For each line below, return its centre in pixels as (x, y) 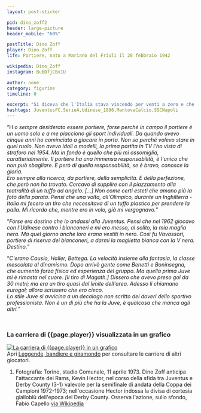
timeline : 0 (22, 94)
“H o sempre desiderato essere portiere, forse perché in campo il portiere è (100, 127)
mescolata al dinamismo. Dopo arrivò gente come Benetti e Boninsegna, (96, 264)
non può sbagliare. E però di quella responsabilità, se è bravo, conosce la (98, 165)
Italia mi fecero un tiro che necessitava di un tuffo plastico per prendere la (98, 203)
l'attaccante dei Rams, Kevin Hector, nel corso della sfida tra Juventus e (104, 378)
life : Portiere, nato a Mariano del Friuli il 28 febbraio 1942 (89, 56)
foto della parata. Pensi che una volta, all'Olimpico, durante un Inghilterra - (100, 197)
